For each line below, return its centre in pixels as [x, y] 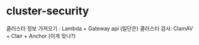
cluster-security [48, 11]
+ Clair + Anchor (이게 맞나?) [41, 36]
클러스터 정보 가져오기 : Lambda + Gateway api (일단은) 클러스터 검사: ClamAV [100, 28]
